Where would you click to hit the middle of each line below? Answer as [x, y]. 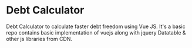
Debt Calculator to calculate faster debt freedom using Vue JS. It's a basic [96, 26]
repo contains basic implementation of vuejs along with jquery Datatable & [96, 32]
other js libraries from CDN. [39, 39]
